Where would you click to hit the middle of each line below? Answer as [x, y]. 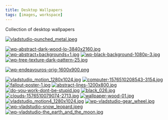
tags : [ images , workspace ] [34, 15]
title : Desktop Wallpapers [34, 10]
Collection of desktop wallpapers [40, 29]
